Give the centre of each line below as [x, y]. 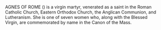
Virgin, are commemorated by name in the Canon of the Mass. [68, 22]
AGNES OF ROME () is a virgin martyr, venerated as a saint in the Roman [78, 7]
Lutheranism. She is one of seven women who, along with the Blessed [76, 17]
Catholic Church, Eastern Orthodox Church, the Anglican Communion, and [81, 12]
